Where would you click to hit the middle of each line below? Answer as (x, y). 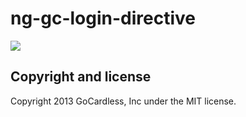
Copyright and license (81, 77)
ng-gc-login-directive (103, 18)
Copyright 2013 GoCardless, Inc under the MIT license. (123, 101)
